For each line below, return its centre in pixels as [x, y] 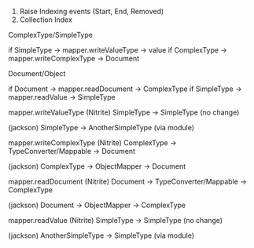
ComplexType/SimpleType [50, 35]
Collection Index [46, 20]
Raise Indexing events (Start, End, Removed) [92, 11]
